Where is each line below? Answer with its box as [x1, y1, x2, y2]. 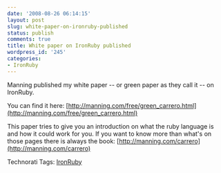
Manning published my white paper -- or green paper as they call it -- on [7, 80, 214, 89]
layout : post [7, 17, 45, 24]
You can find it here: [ [7, 101, 69, 109]
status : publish [7, 29, 54, 37]
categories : [7, 55, 41, 62]
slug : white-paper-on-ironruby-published [7, 23, 128, 30]
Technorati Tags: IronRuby [7, 157, 82, 166]
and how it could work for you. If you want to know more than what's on [7, 129, 212, 138]
